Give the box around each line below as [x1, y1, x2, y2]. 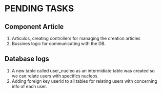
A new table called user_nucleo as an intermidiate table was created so [11, 68, 155, 73]
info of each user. [11, 83, 47, 89]
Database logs [4, 55, 49, 63]
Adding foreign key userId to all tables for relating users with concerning [11, 78, 157, 84]
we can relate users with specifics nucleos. [11, 73, 99, 79]
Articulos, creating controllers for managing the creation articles [11, 35, 141, 41]
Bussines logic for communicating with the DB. [11, 41, 106, 46]
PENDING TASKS [4, 3, 74, 14]
